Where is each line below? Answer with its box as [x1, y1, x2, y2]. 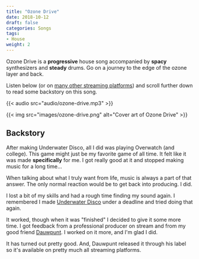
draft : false [6, 20, 38, 25]
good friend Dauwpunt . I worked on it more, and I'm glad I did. [6, 228, 158, 235]
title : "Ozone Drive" [6, 8, 60, 15]
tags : [6, 31, 20, 37]
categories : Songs [6, 25, 52, 31]
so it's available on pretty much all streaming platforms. [6, 246, 142, 253]
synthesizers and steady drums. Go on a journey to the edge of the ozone [6, 64, 187, 71]
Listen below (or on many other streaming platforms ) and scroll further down [6, 82, 193, 89]
